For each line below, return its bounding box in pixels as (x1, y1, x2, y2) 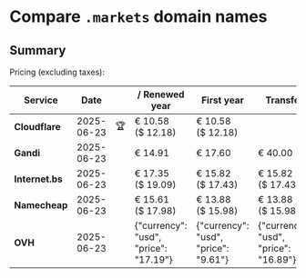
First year (201, 94, 244, 106)
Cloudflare (14, 121, 61, 133)
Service (24, 94, 58, 106)
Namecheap (14, 199, 68, 211)
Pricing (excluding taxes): (9, 66, 106, 77)
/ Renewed (137, 88, 185, 101)
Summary (9, 43, 66, 58)
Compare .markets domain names (9, 6, 268, 27)
